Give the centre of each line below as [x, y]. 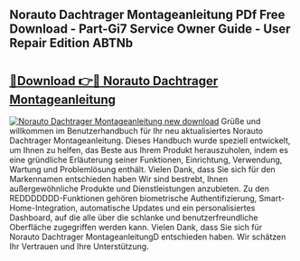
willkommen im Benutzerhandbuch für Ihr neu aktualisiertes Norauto [136, 131]
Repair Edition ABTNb [71, 43]
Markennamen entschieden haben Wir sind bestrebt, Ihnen [119, 179]
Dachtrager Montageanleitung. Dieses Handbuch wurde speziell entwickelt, [150, 140]
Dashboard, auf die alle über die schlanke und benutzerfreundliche [134, 217]
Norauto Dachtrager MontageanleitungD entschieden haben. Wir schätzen [148, 237]
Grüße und [241, 121]
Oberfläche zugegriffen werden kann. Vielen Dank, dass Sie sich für [136, 227]
